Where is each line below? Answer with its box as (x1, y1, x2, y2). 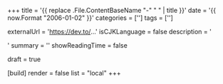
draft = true (7, 55, 41, 63)
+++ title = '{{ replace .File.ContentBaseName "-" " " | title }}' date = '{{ (7, 6, 216, 14)
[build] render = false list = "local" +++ (7, 69, 121, 77)
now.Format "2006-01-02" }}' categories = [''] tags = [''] (7, 14, 173, 22)
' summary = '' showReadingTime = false (7, 41, 128, 49)
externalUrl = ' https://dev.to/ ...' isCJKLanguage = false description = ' (7, 28, 212, 36)
